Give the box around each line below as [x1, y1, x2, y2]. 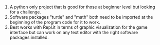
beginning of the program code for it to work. [9, 19, 101, 25]
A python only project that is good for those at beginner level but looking [9, 4, 156, 10]
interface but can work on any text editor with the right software [9, 30, 138, 35]
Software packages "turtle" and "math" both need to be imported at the [9, 14, 153, 20]
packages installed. [9, 34, 49, 40]
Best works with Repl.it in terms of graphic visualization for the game [9, 24, 148, 30]
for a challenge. [9, 9, 41, 15]
